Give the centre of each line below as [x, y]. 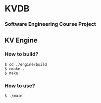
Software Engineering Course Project [50, 24]
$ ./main [14, 96]
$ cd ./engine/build [26, 64]
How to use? [20, 86]
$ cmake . [15, 69]
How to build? [22, 54]
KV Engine [21, 40]
